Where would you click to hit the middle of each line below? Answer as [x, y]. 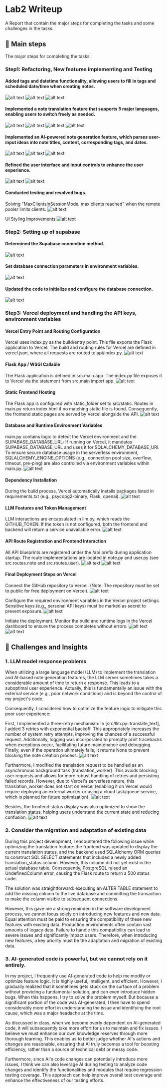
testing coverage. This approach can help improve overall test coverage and [83, 1075]
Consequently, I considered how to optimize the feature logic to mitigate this [83, 709]
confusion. [16, 817]
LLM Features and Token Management [46, 508]
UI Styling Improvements [30, 219]
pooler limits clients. [26, 209]
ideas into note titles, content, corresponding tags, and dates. [83, 142]
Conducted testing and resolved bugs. [46, 193]
